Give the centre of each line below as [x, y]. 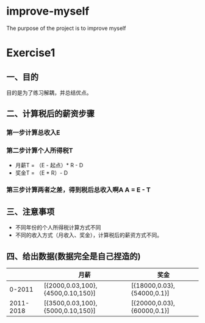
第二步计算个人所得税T [40, 151]
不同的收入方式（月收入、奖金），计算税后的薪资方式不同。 [89, 235]
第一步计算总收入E [33, 132]
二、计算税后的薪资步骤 [50, 114]
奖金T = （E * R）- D [41, 173]
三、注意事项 [31, 212]
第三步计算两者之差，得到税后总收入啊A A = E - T [78, 190]
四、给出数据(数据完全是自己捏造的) [74, 256]
